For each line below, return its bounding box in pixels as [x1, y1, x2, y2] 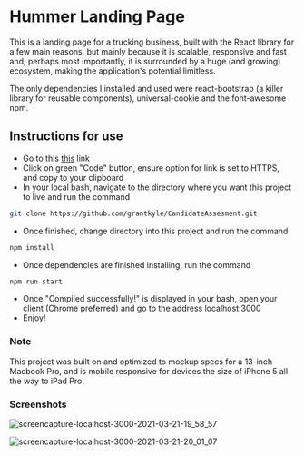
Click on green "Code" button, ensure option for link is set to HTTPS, [22, 162, 279, 173]
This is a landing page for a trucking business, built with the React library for [9, 36, 295, 47]
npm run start [9, 277, 64, 286]
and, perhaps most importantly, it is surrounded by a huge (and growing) [9, 55, 281, 66]
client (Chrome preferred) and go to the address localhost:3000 [22, 302, 261, 314]
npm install [9, 243, 54, 252]
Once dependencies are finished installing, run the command [22, 259, 251, 270]
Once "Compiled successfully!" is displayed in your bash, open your [22, 293, 278, 304]
